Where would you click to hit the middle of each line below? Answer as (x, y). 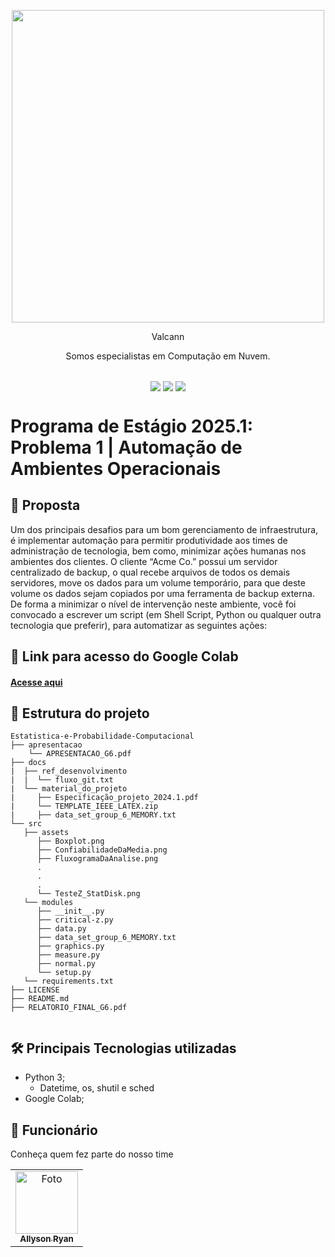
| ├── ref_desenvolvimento (69, 771)
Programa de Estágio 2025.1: (131, 426)
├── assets (46, 833)
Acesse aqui (36, 682)
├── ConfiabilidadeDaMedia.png (102, 850)
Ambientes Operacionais (116, 468)
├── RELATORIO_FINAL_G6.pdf (69, 1008)
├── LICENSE (35, 990)
